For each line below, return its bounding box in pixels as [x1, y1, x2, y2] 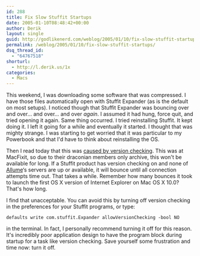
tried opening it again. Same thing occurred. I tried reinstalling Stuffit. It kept [6, 117, 192, 124]
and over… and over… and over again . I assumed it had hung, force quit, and [6, 111, 193, 118]
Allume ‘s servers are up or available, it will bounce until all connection [6, 166, 177, 173]
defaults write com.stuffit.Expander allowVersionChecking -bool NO [6, 215, 180, 221]
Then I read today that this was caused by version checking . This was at [6, 147, 183, 155]
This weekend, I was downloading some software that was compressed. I [6, 92, 186, 99]
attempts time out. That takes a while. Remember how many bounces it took [6, 173, 192, 180]
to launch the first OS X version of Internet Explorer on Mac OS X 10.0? [6, 179, 180, 186]
